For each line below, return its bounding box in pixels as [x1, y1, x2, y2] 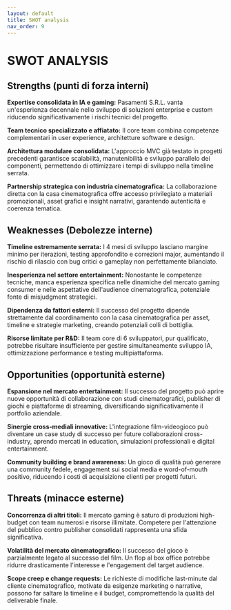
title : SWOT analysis [7, 17, 70, 23]
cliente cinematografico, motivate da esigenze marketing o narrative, [7, 581, 203, 590]
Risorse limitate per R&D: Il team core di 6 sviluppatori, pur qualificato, [7, 334, 209, 342]
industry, [7, 437, 32, 445]
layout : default [7, 10, 54, 17]
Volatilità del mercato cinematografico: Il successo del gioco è [7, 546, 188, 554]
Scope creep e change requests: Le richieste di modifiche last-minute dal [7, 574, 218, 582]
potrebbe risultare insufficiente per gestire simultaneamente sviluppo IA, [7, 342, 213, 350]
